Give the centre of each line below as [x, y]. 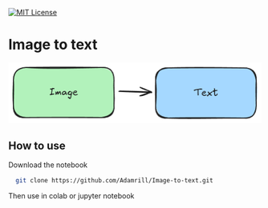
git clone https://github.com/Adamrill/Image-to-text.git [115, 181]
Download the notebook [48, 165]
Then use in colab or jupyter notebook [71, 196]
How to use [37, 145]
